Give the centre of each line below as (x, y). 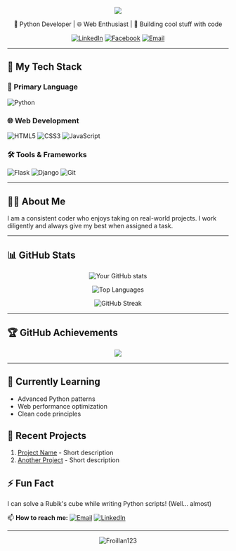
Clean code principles (49, 414)
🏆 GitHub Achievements (63, 333)
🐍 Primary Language (43, 87)
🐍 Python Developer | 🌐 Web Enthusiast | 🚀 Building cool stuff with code (118, 24)
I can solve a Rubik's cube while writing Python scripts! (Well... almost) (110, 504)
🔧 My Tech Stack (45, 67)
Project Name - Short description (65, 453)
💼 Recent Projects (47, 436)
